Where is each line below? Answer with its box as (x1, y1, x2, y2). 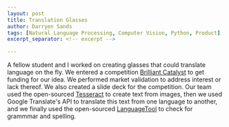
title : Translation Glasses (7, 17, 88, 23)
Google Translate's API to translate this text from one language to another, (7, 97, 218, 106)
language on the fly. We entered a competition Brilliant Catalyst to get (7, 68, 205, 77)
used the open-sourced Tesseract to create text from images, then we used (7, 90, 223, 99)
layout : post (7, 10, 45, 17)
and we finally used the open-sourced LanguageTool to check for (7, 105, 193, 113)
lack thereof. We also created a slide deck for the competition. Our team (7, 83, 212, 91)
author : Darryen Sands (7, 23, 72, 30)
